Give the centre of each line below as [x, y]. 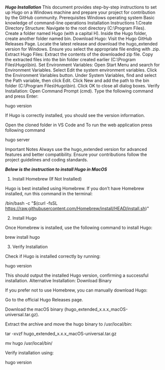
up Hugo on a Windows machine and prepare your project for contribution [80, 12]
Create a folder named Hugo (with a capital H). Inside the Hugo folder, [76, 33]
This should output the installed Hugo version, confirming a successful [77, 275]
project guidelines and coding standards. [47, 160]
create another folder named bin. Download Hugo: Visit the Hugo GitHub [79, 38]
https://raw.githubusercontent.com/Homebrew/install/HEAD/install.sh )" [77, 208]
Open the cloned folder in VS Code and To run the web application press [79, 125]
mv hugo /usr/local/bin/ [29, 343]
